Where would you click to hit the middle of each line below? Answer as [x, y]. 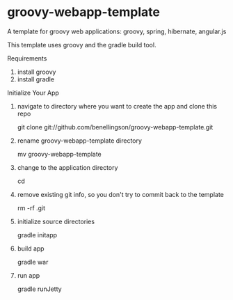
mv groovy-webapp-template [59, 154]
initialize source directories [56, 221]
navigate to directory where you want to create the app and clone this [117, 106]
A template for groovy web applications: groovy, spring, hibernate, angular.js [117, 31]
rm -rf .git [31, 208]
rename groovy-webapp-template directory [80, 141]
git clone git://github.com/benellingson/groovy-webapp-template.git [115, 127]
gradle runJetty [39, 289]
